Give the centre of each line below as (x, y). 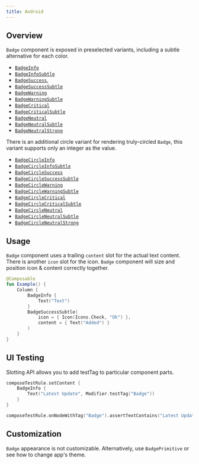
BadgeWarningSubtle (39, 99)
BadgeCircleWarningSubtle (46, 192)
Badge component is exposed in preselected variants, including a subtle (93, 50)
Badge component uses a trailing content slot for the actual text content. (93, 256)
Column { (28, 290)
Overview (25, 36)
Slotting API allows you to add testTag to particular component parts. (90, 372)
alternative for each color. (38, 56)
